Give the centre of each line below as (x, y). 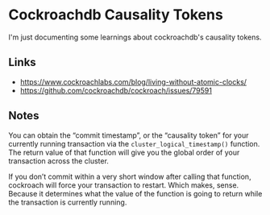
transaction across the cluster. (58, 161)
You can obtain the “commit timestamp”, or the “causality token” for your (129, 135)
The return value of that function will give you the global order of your (124, 152)
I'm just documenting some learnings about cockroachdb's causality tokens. (135, 37)
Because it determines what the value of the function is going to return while (135, 193)
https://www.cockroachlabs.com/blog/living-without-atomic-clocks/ (133, 81)
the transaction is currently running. (68, 202)
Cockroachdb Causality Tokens (116, 15)
